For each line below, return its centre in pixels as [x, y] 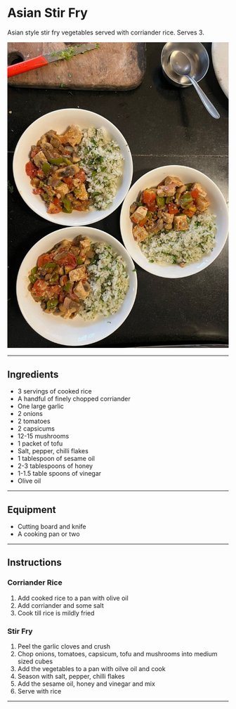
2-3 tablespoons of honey [55, 466]
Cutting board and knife [52, 527]
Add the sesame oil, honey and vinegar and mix [86, 684]
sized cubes [35, 661]
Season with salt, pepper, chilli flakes [71, 677]
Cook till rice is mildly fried [56, 613]
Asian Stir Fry [47, 13]
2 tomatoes [34, 421]
